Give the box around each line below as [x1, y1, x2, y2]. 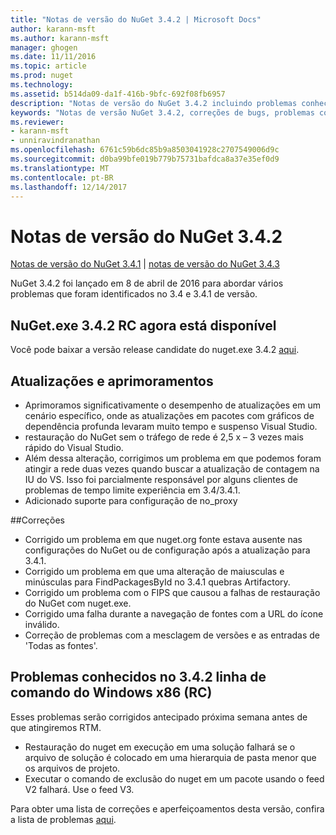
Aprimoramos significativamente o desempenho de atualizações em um [24, 399, 321, 411]
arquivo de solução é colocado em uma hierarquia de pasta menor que [24, 751, 317, 763]
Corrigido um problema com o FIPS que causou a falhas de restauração [24, 586, 321, 598]
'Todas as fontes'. [24, 639, 98, 651]
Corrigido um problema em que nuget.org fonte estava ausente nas [24, 533, 303, 545]
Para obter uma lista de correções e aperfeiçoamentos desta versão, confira [10, 802, 325, 815]
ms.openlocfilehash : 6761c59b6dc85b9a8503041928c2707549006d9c [10, 145, 280, 155]
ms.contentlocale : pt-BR [10, 172, 114, 183]
